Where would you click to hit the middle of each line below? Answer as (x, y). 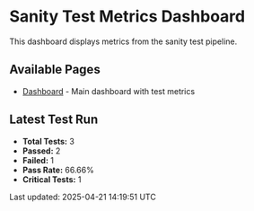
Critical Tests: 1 (52, 179)
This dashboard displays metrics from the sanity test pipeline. (123, 41)
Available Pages (55, 70)
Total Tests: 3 (48, 141)
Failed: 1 (38, 160)
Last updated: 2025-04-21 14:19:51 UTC (83, 197)
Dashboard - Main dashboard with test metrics (109, 91)
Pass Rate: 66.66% (58, 170)
